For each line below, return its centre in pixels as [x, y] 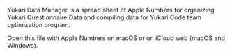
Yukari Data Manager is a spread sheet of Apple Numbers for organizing [111, 10]
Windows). [23, 45]
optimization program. [39, 25]
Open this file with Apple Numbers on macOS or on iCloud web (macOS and [116, 38]
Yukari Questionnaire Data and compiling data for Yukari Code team [105, 17]
